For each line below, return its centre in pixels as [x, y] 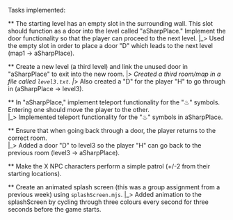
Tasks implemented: [37, 10]
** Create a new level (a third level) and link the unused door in [98, 66]
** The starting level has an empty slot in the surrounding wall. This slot [111, 23]
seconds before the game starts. [55, 209]
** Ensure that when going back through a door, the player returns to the [112, 131]
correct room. [27, 138]
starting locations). [35, 174]
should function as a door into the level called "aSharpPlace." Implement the [117, 31]
